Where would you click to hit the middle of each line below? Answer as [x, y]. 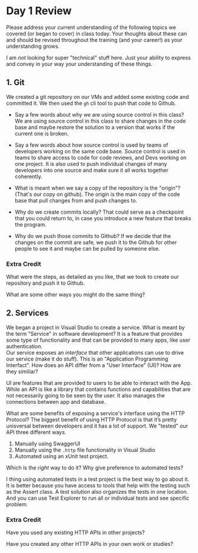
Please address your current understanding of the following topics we [91, 27]
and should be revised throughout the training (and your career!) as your [94, 40]
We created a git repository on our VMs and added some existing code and [98, 97]
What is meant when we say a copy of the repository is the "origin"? [98, 188]
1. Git [15, 83]
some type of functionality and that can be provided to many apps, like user [98, 340]
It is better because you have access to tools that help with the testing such [98, 485]
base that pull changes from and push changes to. [76, 200]
